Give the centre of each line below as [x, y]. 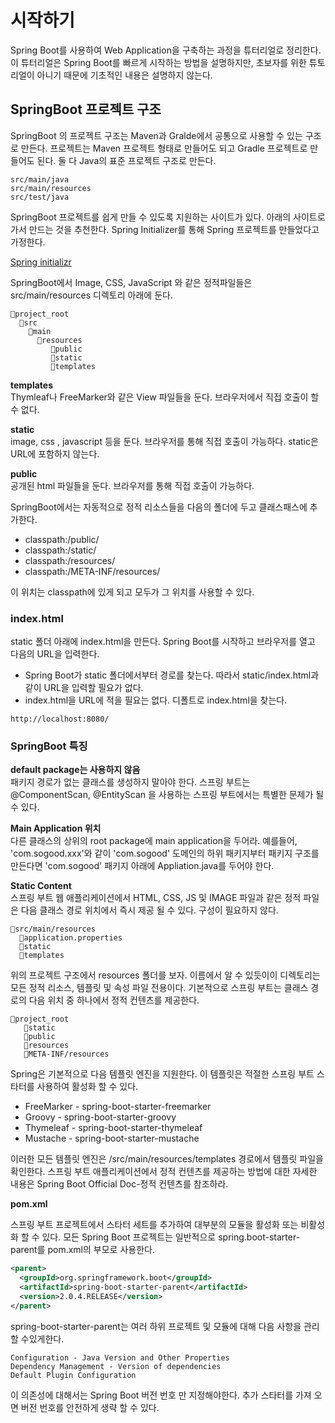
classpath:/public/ [62, 539]
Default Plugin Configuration [73, 1375]
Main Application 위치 [56, 828]
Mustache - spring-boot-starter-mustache [112, 1138]
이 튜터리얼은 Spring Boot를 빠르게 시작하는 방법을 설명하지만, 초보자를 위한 [158, 62]
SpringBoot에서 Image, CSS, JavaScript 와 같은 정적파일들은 [131, 282]
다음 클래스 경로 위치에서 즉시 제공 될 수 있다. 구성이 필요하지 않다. [149, 910]
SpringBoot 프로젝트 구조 [86, 109]
